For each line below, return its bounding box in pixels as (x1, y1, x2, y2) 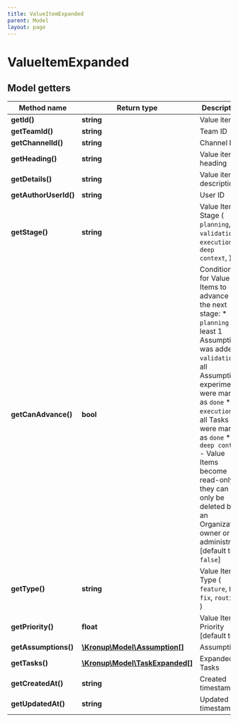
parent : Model (7, 17, 50, 24)
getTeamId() (11, 127, 54, 137)
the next (199, 300, 227, 310)
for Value (199, 273, 230, 283)
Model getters (7, 82, 71, 94)
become (199, 466, 227, 476)
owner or (199, 528, 230, 538)
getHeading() (11, 154, 57, 164)
